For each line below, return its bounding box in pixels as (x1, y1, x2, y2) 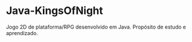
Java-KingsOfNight (6, 4, 103, 17)
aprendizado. (6, 29, 38, 36)
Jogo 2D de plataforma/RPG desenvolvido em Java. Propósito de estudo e (6, 23, 186, 30)
